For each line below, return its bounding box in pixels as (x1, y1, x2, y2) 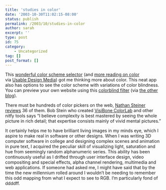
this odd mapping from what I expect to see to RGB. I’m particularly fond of (5, 175, 158, 181)
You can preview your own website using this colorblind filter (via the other (5, 87, 158, 93)
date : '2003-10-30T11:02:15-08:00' (5, 12, 79, 17)
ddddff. (5, 181, 20, 187)
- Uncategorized (14, 49, 48, 54)
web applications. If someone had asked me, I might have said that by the (5, 165, 155, 171)
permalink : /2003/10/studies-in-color (5, 21, 85, 26)
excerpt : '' (5, 30, 30, 35)
